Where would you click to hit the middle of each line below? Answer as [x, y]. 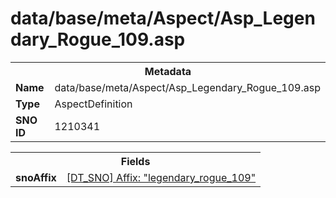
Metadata [168, 71]
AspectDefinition [93, 104]
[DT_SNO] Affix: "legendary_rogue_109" [161, 177]
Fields [135, 161]
